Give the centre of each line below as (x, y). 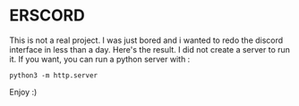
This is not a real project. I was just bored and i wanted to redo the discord (146, 40)
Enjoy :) (23, 92)
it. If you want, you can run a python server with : (100, 59)
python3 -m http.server (54, 75)
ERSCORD (47, 16)
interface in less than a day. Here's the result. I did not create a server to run (150, 49)
